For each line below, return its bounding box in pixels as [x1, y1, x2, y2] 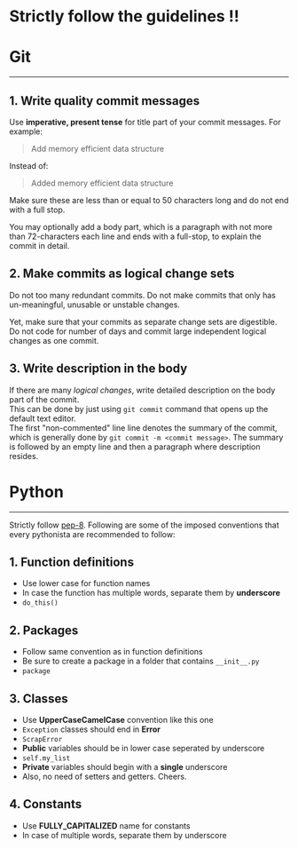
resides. [9, 450, 39, 461]
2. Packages [9, 623, 79, 638]
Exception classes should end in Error [21, 724, 161, 734]
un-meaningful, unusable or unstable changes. [9, 299, 180, 310]
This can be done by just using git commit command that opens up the [9, 403, 269, 414]
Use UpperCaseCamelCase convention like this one [21, 714, 215, 725]
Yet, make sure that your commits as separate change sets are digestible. [9, 316, 278, 327]
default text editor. [9, 413, 77, 424]
